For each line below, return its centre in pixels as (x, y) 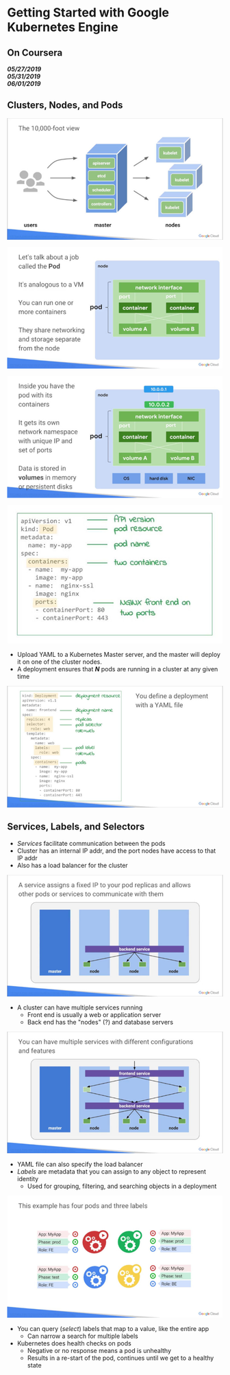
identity (28, 1179)
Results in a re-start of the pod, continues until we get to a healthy (120, 1358)
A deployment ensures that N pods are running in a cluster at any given (117, 669)
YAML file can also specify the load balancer (80, 1164)
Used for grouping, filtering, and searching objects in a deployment (122, 1186)
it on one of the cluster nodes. (60, 662)
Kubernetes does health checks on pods (74, 1343)
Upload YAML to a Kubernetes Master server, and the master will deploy (119, 654)
